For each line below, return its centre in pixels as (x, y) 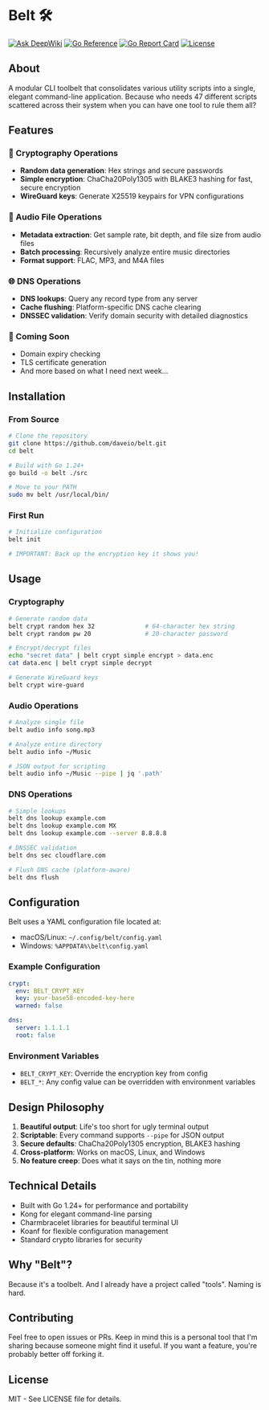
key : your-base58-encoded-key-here (75, 998)
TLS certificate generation (63, 363)
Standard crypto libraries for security (81, 1240)
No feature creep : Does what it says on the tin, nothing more (120, 1160)
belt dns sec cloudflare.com (57, 855)
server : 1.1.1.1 (43, 1028)
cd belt (21, 451)
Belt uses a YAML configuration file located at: (85, 922)
